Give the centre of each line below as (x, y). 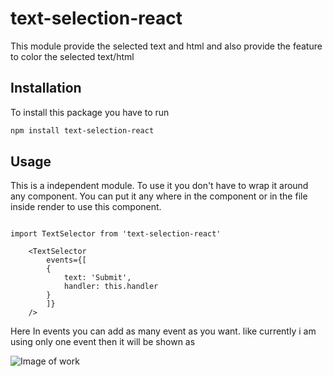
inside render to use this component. (86, 207)
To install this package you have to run (90, 112)
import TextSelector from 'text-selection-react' (116, 234)
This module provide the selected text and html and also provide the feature (166, 46)
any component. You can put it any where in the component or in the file (159, 196)
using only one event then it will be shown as (103, 342)
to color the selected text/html (72, 56)
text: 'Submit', (97, 278)
